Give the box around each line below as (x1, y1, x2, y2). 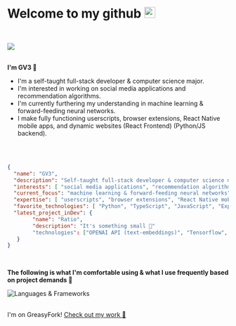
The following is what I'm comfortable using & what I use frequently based (7, 268, 229, 277)
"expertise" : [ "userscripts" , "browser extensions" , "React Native (13, 196, 218, 204)
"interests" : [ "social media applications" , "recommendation (13, 183, 199, 190)
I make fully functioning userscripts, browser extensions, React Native (17, 114, 221, 122)
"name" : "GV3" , (13, 170, 58, 177)
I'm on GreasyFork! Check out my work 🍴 (7, 311, 126, 319)
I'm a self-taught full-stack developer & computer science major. (17, 77, 205, 85)
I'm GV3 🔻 (7, 63, 37, 72)
